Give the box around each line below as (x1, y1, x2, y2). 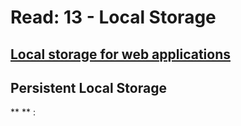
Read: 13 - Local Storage (10, 6, 217, 29)
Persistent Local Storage (10, 79, 167, 96)
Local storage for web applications (10, 46, 231, 63)
